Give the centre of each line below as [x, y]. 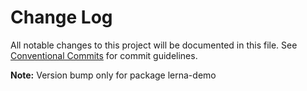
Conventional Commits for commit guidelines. [104, 55]
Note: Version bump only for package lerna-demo [113, 75]
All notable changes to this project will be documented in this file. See [154, 45]
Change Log [61, 17]
